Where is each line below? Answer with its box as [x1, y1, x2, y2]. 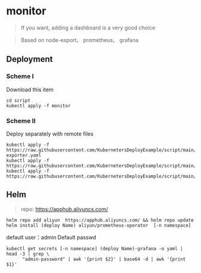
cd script [6, 97, 31, 103]
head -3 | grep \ [6, 251, 50, 257]
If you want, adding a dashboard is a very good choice [20, 24, 156, 31]
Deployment [6, 54, 53, 64]
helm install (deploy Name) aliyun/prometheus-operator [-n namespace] [6, 222, 191, 229]
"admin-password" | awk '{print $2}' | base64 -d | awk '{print [22, 256, 186, 262]
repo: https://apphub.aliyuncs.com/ [20, 205, 108, 212]
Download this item [6, 86, 54, 93]
